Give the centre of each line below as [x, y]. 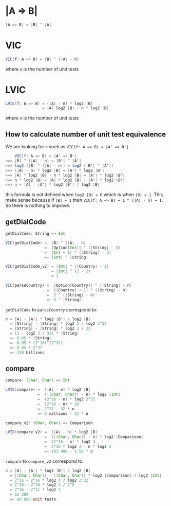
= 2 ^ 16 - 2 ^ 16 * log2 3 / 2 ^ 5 [42, 485]
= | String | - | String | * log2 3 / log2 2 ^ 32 [58, 324]
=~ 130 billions [27, 353]
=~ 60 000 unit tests [33, 499]
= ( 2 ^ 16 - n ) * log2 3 [70, 442]
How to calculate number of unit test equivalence [86, 134]
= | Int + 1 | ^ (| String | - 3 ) [78, 252]
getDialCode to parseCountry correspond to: [51, 309]
